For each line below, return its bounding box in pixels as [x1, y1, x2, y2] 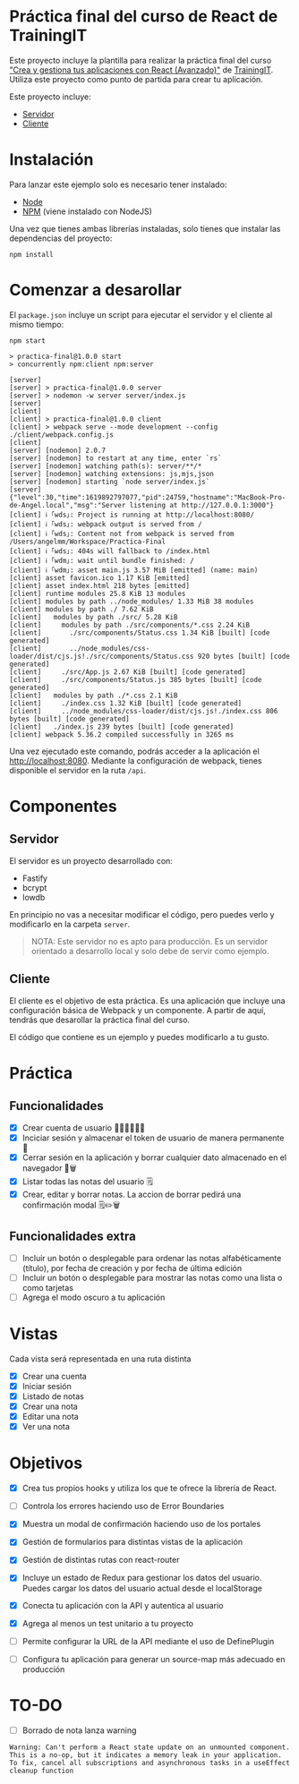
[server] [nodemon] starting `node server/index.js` [9, 477, 210, 486]
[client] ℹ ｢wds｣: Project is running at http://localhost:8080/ [9, 510, 255, 519]
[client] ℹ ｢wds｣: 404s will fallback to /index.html [9, 546, 210, 556]
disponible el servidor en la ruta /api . [9, 764, 147, 775]
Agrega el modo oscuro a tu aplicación [21, 1292, 166, 1302]
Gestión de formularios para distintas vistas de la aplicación [21, 1537, 243, 1548]
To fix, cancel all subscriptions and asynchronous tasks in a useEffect [9, 1758, 291, 1767]
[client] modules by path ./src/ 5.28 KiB [9, 612, 178, 621]
